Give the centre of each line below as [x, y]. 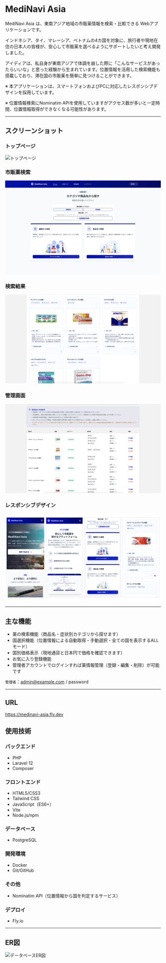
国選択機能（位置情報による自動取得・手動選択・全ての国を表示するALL [85, 641]
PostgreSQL [24, 840]
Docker [20, 865]
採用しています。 [39, 92]
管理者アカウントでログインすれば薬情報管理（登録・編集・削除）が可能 [86, 665]
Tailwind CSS [26, 799]
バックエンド [21, 747]
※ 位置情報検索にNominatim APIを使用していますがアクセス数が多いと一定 [81, 103]
